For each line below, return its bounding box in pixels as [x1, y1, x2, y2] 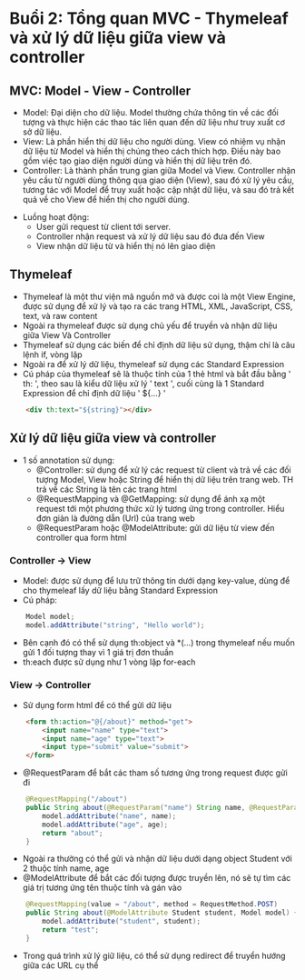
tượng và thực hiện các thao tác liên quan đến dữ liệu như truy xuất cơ [22, 117, 286, 127]
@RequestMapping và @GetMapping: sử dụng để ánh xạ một [35, 493, 266, 504]
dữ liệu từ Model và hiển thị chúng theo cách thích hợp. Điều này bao [22, 145, 281, 156]
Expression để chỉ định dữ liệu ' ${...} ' [22, 387, 166, 398]
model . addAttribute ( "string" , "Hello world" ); [25, 620, 205, 630]
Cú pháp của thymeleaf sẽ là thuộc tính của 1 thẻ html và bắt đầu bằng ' [22, 368, 291, 379]
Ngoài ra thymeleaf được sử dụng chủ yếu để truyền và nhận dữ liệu [22, 320, 278, 331]
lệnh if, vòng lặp [22, 349, 84, 360]
